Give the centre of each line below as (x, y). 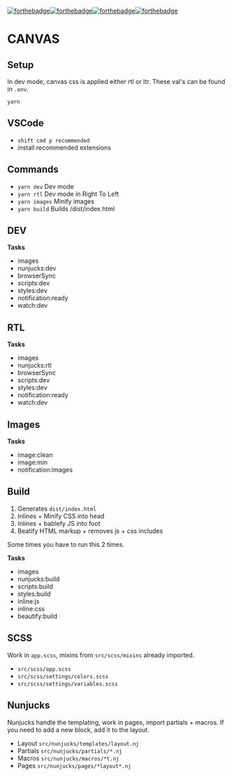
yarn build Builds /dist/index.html (66, 208)
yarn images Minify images (56, 201)
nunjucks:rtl (34, 365)
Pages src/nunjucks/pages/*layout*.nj (74, 765)
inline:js (28, 601)
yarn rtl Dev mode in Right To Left (68, 194)
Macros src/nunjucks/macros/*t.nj (68, 758)
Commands (33, 170)
